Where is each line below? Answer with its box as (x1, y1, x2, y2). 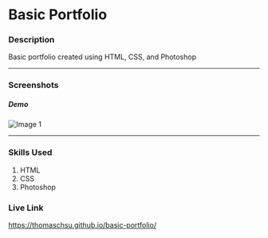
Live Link (8, 202, 44, 213)
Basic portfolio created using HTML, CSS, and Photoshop (8, 52, 197, 61)
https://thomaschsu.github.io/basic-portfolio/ (8, 220, 157, 229)
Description (8, 34, 55, 46)
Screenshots (8, 80, 59, 91)
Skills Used (8, 147, 53, 158)
